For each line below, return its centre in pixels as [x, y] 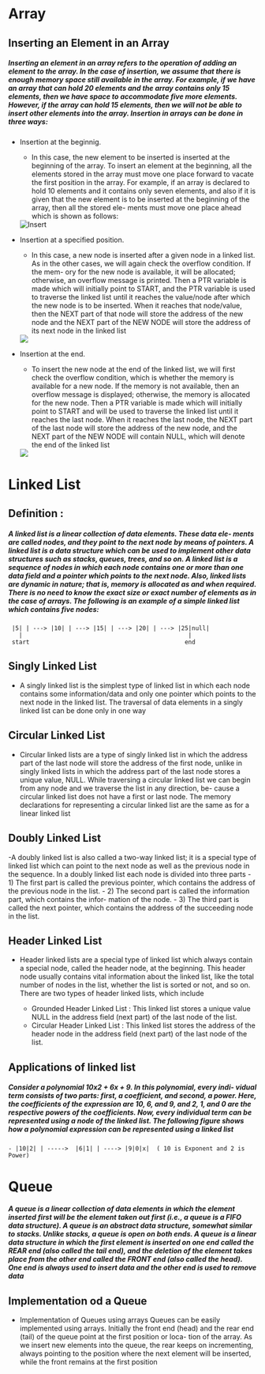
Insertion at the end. [52, 353]
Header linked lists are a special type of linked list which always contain [136, 960]
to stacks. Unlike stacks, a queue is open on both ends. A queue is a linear [132, 1234]
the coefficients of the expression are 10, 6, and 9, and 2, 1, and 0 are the [130, 1104]
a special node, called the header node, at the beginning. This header [132, 968]
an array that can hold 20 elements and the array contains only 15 [119, 89]
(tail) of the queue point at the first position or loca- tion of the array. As [136, 1337]
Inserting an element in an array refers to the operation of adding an [123, 63]
